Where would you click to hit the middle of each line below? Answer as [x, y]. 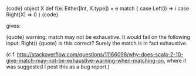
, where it [175, 61]
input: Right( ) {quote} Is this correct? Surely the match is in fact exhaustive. [97, 43]
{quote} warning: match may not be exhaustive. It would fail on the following [98, 37]
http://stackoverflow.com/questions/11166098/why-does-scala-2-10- [100, 54]
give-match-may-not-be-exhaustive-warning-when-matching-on [85, 61]
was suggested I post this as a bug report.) [58, 67]
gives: [13, 26]
